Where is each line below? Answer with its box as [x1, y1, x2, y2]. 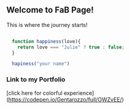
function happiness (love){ [12, 38, 81, 45]
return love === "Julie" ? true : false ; [17, 44, 124, 50]
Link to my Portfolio [6, 75, 66, 84]
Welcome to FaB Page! [6, 5, 94, 15]
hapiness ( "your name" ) [12, 61, 70, 67]
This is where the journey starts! [6, 21, 88, 28]
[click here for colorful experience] [6, 89, 94, 97]
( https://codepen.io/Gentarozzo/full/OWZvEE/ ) [6, 96, 124, 103]
